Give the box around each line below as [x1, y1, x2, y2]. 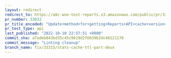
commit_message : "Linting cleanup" [5, 40, 81, 45]
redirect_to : [5, 12, 33, 17]
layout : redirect [5, 7, 42, 13]
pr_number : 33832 [5, 17, 42, 22]
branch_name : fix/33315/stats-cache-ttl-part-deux [5, 45, 115, 50]
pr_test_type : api [5, 26, 44, 31]
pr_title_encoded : [5, 21, 44, 27]
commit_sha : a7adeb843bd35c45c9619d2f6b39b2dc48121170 [5, 36, 124, 41]
